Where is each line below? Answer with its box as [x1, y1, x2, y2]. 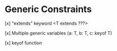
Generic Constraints [5, 4, 92, 15]
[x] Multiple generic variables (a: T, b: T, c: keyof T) [5, 30, 112, 36]
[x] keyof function [5, 39, 42, 46]
